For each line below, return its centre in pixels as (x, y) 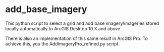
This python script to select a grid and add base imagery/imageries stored (82, 23)
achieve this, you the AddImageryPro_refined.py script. (63, 43)
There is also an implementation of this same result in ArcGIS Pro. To (76, 38)
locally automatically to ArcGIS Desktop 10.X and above (63, 28)
